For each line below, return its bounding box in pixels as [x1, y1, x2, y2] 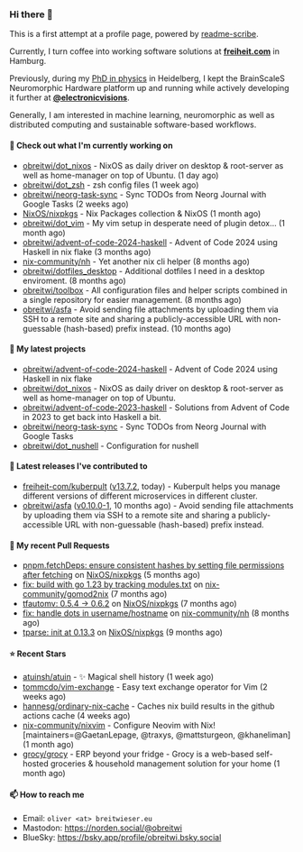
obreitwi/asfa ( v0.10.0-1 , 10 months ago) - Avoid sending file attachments [22, 499, 294, 510]
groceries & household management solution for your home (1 [50, 758, 280, 769]
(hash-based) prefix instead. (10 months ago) [62, 323, 232, 334]
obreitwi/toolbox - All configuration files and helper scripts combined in [22, 284, 289, 296]
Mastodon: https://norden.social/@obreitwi [22, 822, 183, 833]
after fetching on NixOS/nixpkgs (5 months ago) [22, 570, 201, 581]
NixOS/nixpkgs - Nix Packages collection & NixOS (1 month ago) [22, 207, 262, 219]
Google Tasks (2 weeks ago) [22, 198, 129, 209]
